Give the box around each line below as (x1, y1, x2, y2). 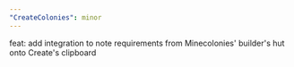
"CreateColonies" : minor (9, 13, 102, 22)
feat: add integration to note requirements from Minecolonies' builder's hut (9, 38, 285, 48)
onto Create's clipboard (9, 46, 97, 58)
